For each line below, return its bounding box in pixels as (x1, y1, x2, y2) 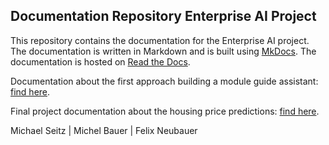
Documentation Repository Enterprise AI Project (10, 8, 317, 25)
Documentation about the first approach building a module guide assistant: (10, 75, 319, 87)
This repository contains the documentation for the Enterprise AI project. (10, 34, 310, 46)
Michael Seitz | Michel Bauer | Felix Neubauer (10, 124, 198, 136)
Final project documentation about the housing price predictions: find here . (10, 105, 320, 117)
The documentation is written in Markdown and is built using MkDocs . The (10, 45, 317, 57)
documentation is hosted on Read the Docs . (10, 55, 191, 68)
